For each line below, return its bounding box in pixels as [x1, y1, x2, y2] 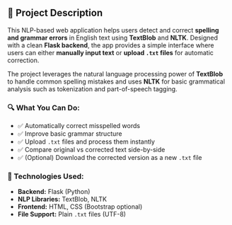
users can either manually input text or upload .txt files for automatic [7, 48, 214, 57]
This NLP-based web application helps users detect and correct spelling [7, 25, 219, 34]
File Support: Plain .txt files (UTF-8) [17, 210, 126, 219]
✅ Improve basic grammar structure [17, 129, 122, 138]
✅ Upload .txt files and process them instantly [17, 137, 156, 146]
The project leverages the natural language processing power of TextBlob [7, 69, 224, 78]
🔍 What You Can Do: [7, 103, 80, 112]
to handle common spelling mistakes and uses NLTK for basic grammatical [7, 77, 225, 86]
